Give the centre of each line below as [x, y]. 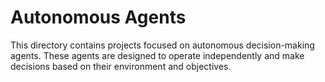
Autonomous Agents [98, 17]
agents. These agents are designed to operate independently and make [157, 55]
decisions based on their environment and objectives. [121, 66]
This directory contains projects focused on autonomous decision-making [162, 45]
